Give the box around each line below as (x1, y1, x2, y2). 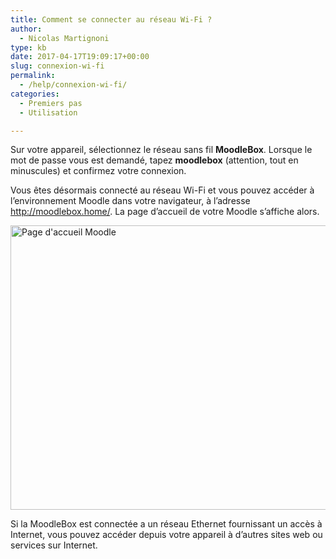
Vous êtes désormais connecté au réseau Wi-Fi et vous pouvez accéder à (10, 184, 315, 196)
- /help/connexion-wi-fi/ (19, 80, 128, 90)
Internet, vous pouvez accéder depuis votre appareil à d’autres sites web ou (10, 529, 323, 541)
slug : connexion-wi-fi (10, 61, 105, 71)
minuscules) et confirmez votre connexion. (10, 165, 187, 177)
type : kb (10, 42, 47, 53)
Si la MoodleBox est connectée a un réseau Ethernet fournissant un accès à (10, 518, 323, 530)
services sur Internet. (10, 539, 98, 551)
